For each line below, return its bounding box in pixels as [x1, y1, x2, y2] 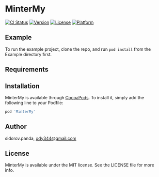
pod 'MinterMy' [5, 109, 36, 114]
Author [5, 122, 27, 131]
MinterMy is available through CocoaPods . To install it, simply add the [5, 94, 144, 100]
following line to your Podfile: [5, 100, 64, 105]
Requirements [5, 65, 48, 74]
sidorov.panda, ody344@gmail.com [5, 135, 77, 141]
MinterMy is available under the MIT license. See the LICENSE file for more [5, 162, 154, 168]
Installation [5, 82, 40, 90]
